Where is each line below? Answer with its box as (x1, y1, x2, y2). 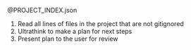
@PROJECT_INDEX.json (7, 6, 78, 14)
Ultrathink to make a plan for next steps (17, 27, 133, 35)
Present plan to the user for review (17, 35, 118, 43)
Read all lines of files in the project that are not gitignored (17, 20, 185, 27)
